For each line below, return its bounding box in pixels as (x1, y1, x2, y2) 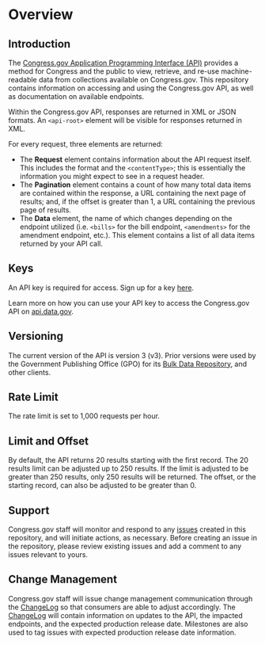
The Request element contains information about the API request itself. (19, 155, 252, 164)
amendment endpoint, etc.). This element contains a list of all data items (19, 231, 256, 239)
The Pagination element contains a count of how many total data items (19, 180, 252, 189)
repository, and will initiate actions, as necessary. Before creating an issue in (8, 533, 257, 543)
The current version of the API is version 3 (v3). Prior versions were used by (8, 350, 256, 360)
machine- (221, 67, 252, 76)
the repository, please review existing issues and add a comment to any (8, 541, 242, 551)
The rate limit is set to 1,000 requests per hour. (8, 411, 161, 421)
